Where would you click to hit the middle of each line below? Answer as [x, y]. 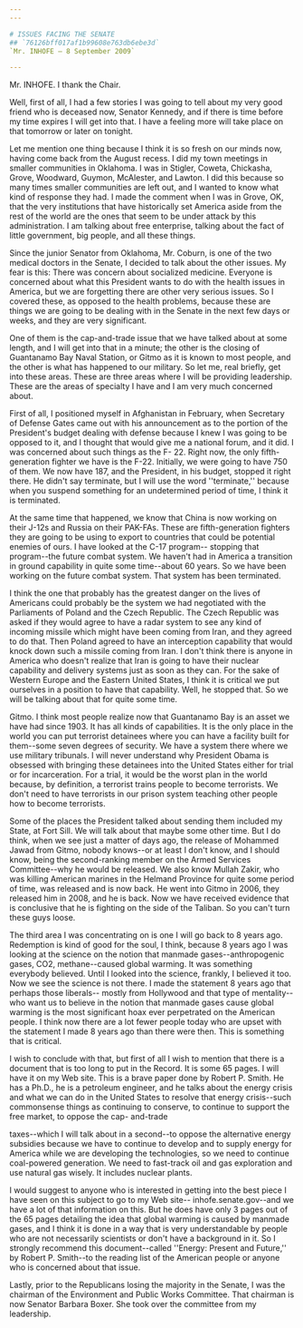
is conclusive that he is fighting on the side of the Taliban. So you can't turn [150, 908]
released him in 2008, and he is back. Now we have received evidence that [149, 898]
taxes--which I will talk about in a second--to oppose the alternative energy [150, 1134]
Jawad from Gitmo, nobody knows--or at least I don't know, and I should [145, 850]
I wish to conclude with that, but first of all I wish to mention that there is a [147, 1059]
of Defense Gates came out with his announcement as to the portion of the [149, 424]
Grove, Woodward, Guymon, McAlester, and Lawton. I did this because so [147, 178]
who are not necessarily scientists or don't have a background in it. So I [142, 1238]
